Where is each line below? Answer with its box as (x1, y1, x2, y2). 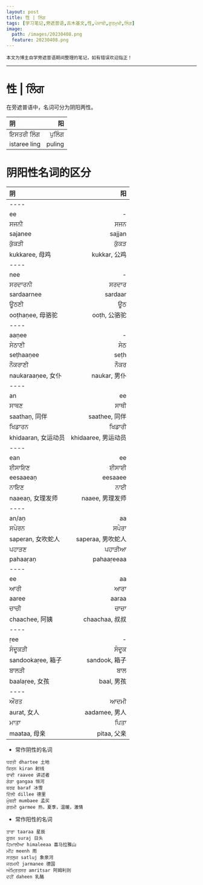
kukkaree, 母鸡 (9, 250, 51, 258)
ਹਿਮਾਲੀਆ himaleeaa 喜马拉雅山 (6, 841, 77, 847)
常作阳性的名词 (14, 815, 53, 823)
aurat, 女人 (9, 708, 40, 716)
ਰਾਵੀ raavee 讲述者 (6, 772, 50, 778)
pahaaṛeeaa (92, 554, 127, 563)
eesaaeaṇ (9, 473, 37, 481)
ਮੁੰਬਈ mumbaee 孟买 (6, 797, 50, 804)
